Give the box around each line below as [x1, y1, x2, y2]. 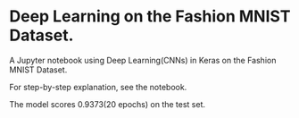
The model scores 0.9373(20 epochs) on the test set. [9, 98, 206, 109]
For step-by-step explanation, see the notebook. [9, 81, 187, 92]
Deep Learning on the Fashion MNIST [9, 6, 291, 27]
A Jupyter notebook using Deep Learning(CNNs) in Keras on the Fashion [9, 55, 277, 65]
